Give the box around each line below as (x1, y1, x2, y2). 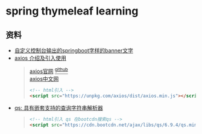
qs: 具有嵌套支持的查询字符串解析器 (14, 104, 103, 112)
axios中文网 (29, 75, 59, 82)
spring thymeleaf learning (5, 4, 139, 18)
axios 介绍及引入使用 (14, 54, 67, 62)
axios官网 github (29, 66, 68, 75)
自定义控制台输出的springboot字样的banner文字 (14, 47, 133, 54)
